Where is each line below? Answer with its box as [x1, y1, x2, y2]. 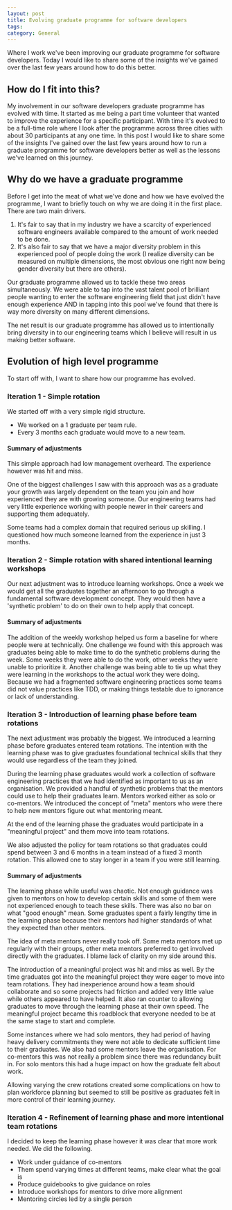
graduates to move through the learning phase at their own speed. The [7, 1002, 209, 1011]
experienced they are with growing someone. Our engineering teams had [7, 495, 216, 503]
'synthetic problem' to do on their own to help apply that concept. [7, 602, 195, 610]
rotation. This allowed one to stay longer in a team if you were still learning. [7, 855, 222, 864]
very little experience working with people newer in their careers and [7, 503, 204, 511]
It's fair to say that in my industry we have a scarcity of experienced [17, 220, 211, 228]
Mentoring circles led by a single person [17, 1195, 132, 1203]
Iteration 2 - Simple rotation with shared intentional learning [7, 555, 213, 565]
